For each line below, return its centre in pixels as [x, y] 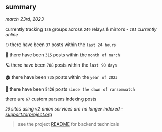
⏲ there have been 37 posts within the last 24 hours [61, 45]
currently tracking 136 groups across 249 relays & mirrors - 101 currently [81, 29]
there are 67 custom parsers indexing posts [51, 99]
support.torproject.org [29, 114]
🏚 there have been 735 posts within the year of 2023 [62, 77]
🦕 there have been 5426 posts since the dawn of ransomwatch [70, 89]
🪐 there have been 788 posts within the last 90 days [61, 65]
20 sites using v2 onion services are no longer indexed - [64, 108]
